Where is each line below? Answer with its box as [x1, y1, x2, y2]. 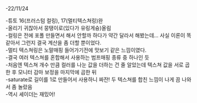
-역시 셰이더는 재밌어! [5, 91, 55, 98]
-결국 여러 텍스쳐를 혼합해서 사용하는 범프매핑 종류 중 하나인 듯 [5, 54, 150, 61]
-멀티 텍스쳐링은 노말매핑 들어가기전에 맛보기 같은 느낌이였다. [5, 46, 147, 54]
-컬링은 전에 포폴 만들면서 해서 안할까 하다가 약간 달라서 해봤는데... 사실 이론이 [5, 32, 185, 39]
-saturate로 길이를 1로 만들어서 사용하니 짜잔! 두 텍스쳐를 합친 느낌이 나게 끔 [5, 76, 180, 83]
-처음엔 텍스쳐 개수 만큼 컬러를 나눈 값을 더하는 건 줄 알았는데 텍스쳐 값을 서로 [5, 61, 184, 68]
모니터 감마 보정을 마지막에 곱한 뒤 [18, 69, 97, 75]
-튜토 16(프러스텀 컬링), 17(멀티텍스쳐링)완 [5, 17, 103, 24]
